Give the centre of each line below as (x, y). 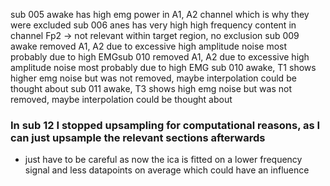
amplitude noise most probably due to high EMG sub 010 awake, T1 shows (163, 67)
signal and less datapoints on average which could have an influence (167, 170)
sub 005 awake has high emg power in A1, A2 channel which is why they (160, 14)
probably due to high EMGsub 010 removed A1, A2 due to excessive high (160, 57)
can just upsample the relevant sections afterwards (138, 137)
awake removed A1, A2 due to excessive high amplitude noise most (149, 46)
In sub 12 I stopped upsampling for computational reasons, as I (165, 125)
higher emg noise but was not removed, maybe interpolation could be (153, 78)
